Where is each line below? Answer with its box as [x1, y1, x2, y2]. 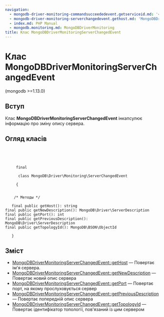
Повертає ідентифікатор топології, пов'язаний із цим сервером [12, 307, 145, 313]
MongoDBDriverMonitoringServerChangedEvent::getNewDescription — [12, 270, 156, 276]
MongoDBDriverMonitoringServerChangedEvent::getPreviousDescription [12, 291, 159, 297]
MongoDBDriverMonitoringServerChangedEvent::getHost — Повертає [12, 260, 155, 266]
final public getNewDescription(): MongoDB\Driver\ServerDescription [5, 208, 150, 213]
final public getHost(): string [11, 203, 78, 208]
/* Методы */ [14, 195, 41, 200]
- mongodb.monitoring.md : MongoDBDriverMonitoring [9, 25, 115, 30]
